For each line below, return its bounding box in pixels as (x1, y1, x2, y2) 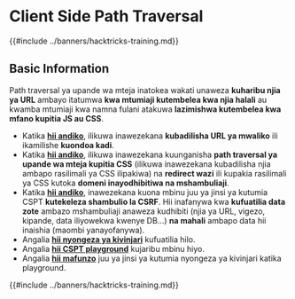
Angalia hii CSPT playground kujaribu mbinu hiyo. (21, 243, 206, 254)
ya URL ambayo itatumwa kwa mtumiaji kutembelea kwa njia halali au (9, 94, 268, 105)
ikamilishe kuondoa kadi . (21, 139, 114, 150)
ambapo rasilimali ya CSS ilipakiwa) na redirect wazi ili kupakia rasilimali (21, 168, 287, 178)
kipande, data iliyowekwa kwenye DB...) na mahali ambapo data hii (21, 215, 267, 225)
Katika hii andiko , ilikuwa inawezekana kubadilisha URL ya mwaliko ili (21, 130, 278, 141)
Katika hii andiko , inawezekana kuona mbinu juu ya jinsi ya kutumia (21, 186, 268, 197)
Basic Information (9, 61, 110, 76)
